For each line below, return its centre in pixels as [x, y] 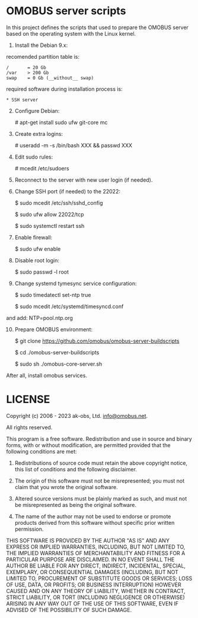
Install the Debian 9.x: [41, 45]
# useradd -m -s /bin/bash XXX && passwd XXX [73, 145]
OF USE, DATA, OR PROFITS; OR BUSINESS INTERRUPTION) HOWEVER [94, 584]
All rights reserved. [29, 427]
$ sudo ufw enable [38, 249]
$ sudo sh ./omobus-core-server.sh [58, 364]
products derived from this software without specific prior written [95, 522]
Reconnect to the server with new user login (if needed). [84, 180]
